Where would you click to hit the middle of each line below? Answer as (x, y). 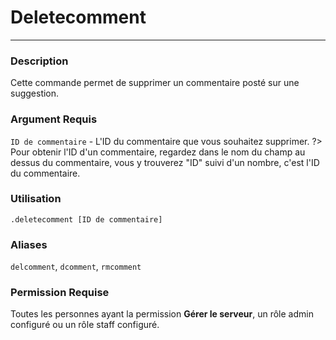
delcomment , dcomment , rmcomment (76, 267)
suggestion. (35, 93)
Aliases (29, 244)
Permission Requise (60, 293)
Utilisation (36, 199)
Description (39, 61)
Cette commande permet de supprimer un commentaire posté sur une (155, 83)
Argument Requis (54, 119)
